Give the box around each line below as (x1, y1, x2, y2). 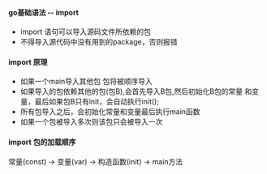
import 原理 (8, 57, 48, 66)
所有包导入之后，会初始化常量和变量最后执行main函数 (19, 107, 200, 117)
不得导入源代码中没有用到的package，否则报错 (19, 37, 178, 47)
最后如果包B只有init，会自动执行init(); (34, 97, 160, 107)
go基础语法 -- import (8, 7, 80, 17)
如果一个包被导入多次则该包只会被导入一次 (19, 117, 163, 127)
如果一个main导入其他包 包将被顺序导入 (19, 77, 153, 87)
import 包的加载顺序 (8, 138, 76, 146)
